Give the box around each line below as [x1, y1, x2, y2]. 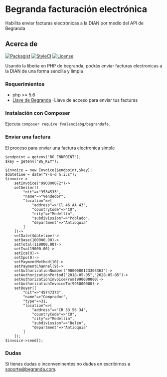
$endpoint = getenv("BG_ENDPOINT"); [5, 154, 81, 159]
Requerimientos [5, 80, 45, 87]
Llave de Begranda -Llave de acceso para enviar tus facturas [12, 97, 138, 103]
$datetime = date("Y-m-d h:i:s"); [5, 172, 77, 177]
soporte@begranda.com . [5, 366, 57, 372]
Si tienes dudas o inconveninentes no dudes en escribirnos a [5, 361, 131, 367]
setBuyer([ [14, 286, 37, 291]
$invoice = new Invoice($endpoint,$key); [5, 167, 93, 173]
